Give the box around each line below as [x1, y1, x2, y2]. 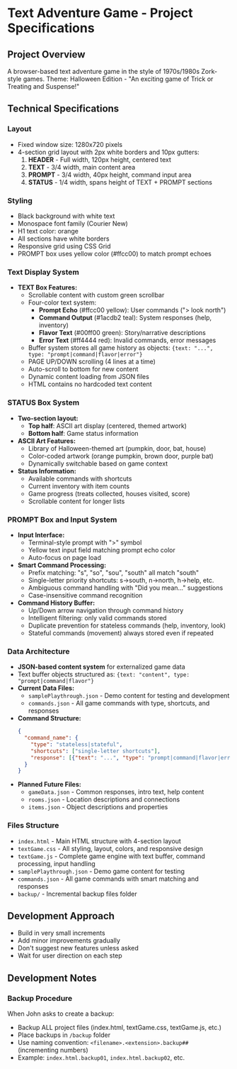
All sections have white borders [17, 234, 110, 243]
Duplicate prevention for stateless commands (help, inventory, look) [28, 621, 226, 630]
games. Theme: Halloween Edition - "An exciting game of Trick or [23, 75, 214, 83]
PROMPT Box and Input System [7, 515, 117, 525]
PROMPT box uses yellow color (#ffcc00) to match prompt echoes [17, 249, 212, 258]
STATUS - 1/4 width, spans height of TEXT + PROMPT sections [28, 177, 212, 186]
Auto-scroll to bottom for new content [28, 365, 139, 373]
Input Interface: [17, 530, 65, 539]
